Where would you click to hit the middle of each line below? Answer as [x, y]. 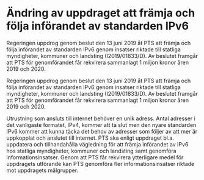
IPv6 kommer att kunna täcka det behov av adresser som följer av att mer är [102, 131]
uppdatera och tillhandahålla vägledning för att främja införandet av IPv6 [97, 144]
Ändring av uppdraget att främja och [101, 13]
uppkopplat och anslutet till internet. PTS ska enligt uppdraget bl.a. [90, 138]
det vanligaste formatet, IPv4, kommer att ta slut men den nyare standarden [101, 124]
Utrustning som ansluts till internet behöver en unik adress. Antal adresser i [101, 118]
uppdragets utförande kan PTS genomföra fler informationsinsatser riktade [100, 164]
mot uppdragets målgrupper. [42, 170]
